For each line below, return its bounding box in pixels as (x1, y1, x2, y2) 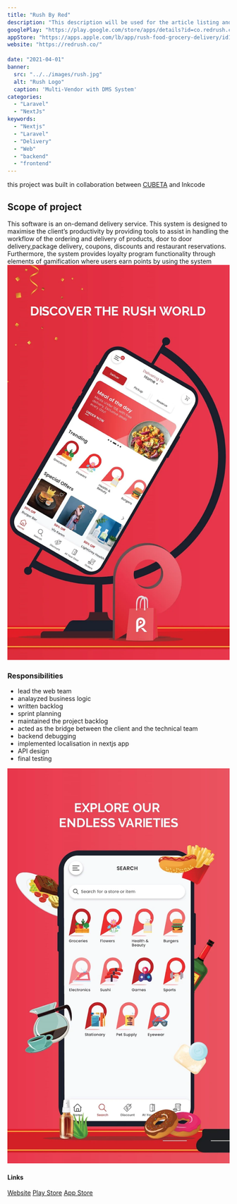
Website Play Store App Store (7, 1188, 93, 1197)
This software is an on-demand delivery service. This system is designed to (7, 219, 228, 228)
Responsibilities (7, 671, 63, 681)
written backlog (17, 702, 63, 710)
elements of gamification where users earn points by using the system (7, 257, 212, 265)
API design (17, 747, 49, 755)
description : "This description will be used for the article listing (7, 18, 219, 26)
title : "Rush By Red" (7, 11, 71, 18)
